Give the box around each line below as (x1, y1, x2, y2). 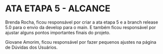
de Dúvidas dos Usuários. (5, 44, 58, 50)
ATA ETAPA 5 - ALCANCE (5, 3, 110, 14)
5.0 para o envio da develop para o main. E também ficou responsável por (5, 24, 156, 30)
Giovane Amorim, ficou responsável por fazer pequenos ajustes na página (5, 39, 157, 45)
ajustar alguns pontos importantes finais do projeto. (5, 29, 110, 35)
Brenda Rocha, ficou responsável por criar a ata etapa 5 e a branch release (5, 19, 159, 25)
